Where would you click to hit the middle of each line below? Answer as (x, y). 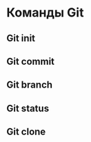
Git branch (30, 85)
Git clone (26, 132)
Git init (21, 38)
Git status (28, 108)
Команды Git (45, 13)
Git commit (31, 61)
